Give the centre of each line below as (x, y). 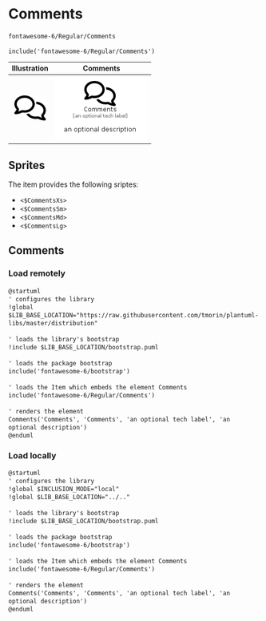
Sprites (27, 165)
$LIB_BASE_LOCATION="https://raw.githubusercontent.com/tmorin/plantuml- (134, 315)
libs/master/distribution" (53, 323)
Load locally (32, 455)
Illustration (30, 68)
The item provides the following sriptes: (73, 184)
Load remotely (37, 273)
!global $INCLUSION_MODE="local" (64, 489)
